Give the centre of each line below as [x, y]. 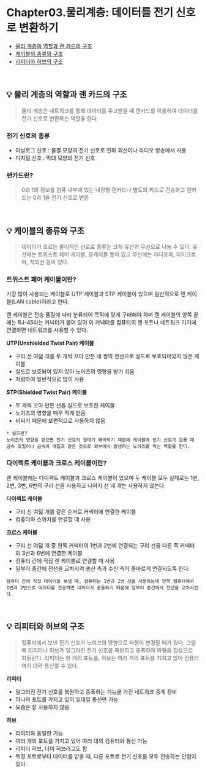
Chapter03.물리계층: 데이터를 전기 [90, 13]
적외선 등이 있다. [49, 262]
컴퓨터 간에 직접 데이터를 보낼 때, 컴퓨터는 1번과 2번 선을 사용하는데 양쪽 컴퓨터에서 [100, 581]
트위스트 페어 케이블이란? [41, 280]
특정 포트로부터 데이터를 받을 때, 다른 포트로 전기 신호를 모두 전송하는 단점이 [106, 756]
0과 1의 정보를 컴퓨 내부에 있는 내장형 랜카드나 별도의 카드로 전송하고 [103, 190]
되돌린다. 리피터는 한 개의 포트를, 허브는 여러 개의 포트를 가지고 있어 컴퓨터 [110, 657]
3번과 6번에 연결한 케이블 [52, 553]
